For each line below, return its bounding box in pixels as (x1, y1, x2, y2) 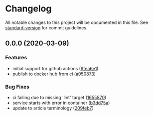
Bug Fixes (5, 83, 30, 90)
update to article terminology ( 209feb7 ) (12, 105, 94, 111)
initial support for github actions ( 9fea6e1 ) (12, 65, 99, 71)
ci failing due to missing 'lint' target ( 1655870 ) (12, 94, 107, 100)
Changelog (5, 3, 52, 14)
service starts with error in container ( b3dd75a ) (12, 100, 110, 106)
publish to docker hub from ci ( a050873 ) (12, 71, 96, 77)
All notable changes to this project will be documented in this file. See (5, 19, 149, 25)
